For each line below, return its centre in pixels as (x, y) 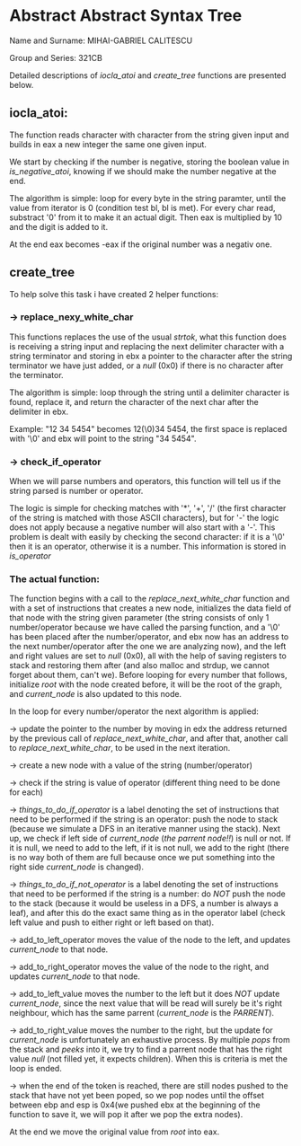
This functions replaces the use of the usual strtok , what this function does (148, 337)
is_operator (30, 556)
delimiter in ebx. (39, 411)
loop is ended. (36, 1069)
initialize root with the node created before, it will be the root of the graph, (146, 684)
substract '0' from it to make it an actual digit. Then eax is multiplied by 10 (146, 217)
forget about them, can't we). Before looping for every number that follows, (148, 675)
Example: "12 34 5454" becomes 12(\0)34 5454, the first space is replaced (148, 428)
